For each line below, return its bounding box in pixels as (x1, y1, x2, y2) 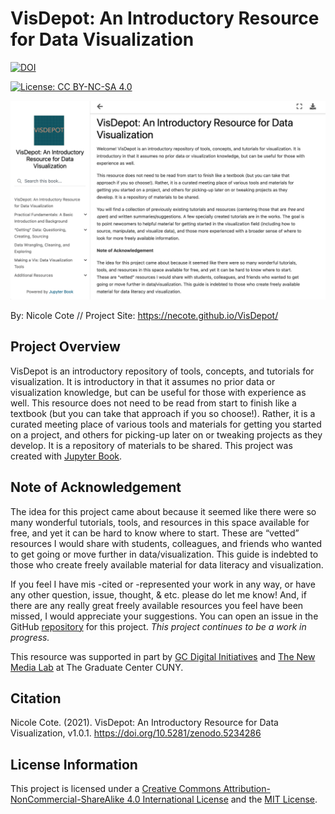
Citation (10, 690, 62, 707)
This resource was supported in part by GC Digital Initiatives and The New (10, 650, 316, 662)
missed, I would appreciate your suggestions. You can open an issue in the (10, 610, 319, 622)
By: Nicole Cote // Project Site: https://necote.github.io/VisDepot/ (10, 309, 279, 321)
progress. (10, 631, 50, 643)
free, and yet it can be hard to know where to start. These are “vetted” (10, 527, 300, 539)
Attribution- (223, 783, 271, 795)
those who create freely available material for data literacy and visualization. (10, 558, 324, 571)
